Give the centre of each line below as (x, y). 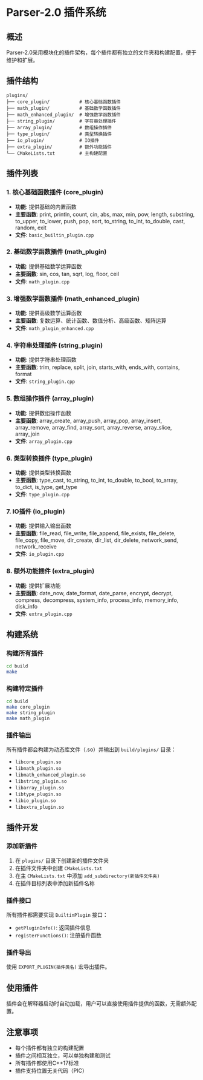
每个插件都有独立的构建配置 (50, 1048)
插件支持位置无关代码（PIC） (51, 1071)
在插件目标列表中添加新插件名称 (55, 883)
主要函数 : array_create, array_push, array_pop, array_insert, (88, 420)
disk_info (26, 606)
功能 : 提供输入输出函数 (43, 526)
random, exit (31, 228)
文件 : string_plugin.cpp (45, 381)
